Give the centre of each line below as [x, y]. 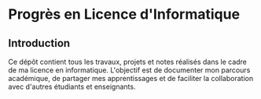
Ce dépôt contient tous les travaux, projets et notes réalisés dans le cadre [128, 62]
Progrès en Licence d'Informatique [124, 14]
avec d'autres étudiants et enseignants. [72, 87]
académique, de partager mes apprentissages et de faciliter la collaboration [131, 78]
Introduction [39, 43]
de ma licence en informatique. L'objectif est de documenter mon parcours [129, 70]
